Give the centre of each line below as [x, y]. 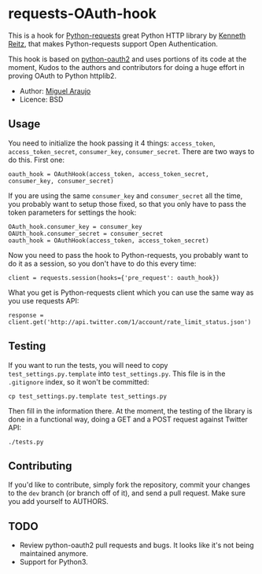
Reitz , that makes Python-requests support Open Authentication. [113, 43]
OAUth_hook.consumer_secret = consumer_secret [86, 234]
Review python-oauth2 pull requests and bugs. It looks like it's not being [137, 545]
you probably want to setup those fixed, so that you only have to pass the [127, 204]
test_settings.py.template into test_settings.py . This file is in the [117, 373]
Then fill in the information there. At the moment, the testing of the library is [131, 410]
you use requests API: [44, 300]
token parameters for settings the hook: [72, 212]
